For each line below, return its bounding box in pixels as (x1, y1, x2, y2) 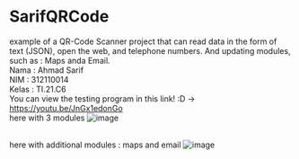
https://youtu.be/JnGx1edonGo (9, 102, 123, 113)
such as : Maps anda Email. (9, 55, 110, 66)
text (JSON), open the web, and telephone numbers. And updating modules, (9, 45, 291, 56)
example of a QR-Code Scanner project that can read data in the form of (9, 36, 277, 47)
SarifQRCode (9, 6, 110, 27)
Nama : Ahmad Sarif (9, 65, 84, 75)
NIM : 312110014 (9, 74, 69, 84)
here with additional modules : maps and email (9, 139, 181, 150)
